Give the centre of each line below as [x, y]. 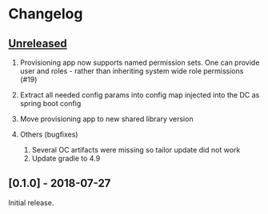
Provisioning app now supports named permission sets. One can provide [140, 62]
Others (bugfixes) [49, 134]
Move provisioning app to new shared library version [106, 119]
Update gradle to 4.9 [66, 158]
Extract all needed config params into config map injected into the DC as [140, 95]
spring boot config [50, 103]
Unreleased [38, 44]
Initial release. [31, 202]
